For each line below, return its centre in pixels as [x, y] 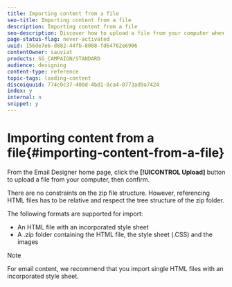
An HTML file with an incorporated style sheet [83, 227]
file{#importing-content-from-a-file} [116, 153]
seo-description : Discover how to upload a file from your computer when [116, 33]
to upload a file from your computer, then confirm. [79, 179]
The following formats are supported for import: [75, 214]
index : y [20, 91]
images [28, 242]
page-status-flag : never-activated [59, 40]
